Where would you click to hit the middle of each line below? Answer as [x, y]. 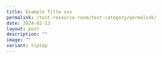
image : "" [19, 40]
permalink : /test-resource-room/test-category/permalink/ [81, 18]
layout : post [23, 29]
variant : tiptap [27, 46]
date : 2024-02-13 [28, 23]
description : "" [27, 34]
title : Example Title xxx [39, 12]
